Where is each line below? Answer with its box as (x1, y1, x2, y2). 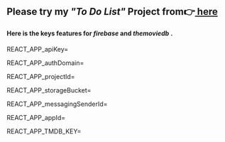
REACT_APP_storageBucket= (6, 85, 92, 94)
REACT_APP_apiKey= (6, 45, 69, 53)
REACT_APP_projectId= (6, 72, 75, 81)
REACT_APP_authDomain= (6, 59, 84, 67)
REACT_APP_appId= (6, 113, 65, 122)
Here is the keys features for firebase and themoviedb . (6, 29, 173, 37)
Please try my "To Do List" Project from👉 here (6, 6, 218, 18)
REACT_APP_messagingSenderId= (6, 100, 108, 108)
